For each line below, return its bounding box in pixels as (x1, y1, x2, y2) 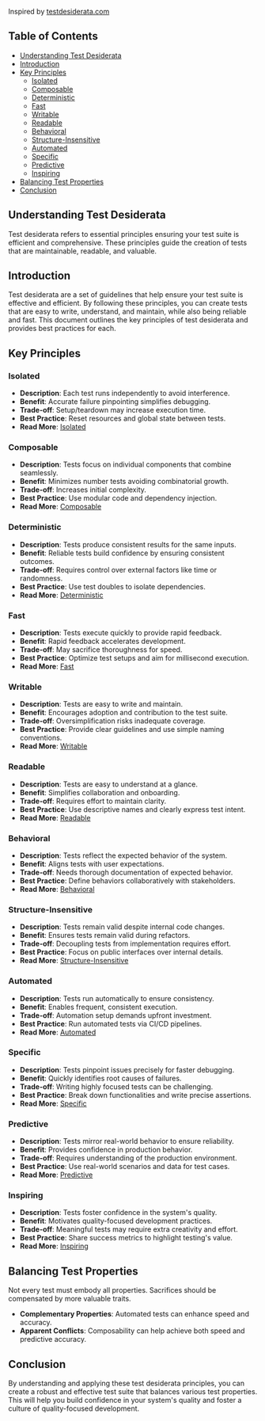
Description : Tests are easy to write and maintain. (19, 699, 184, 709)
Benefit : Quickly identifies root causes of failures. (19, 1073, 182, 1083)
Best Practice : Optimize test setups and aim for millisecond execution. (19, 653, 249, 663)
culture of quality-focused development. (8, 1404, 140, 1413)
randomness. (19, 573, 63, 583)
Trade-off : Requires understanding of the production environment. (19, 1153, 237, 1163)
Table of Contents (8, 29, 99, 43)
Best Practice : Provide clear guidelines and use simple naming (19, 725, 225, 734)
